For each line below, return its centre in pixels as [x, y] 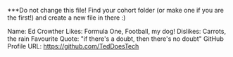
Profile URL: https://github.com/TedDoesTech [73, 46]
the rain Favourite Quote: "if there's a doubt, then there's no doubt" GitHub [115, 39]
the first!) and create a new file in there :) [67, 18]
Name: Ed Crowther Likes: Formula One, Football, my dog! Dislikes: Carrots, [117, 31]
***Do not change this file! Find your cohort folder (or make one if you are [115, 10]
